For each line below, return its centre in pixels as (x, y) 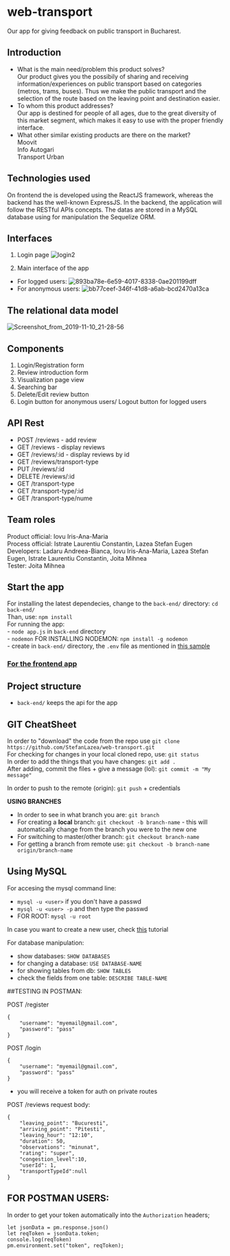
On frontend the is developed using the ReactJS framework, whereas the (111, 195)
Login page (33, 255)
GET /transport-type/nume (55, 498)
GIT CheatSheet (42, 725)
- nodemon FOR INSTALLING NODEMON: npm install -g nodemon (97, 639)
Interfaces (30, 238)
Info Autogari (35, 149)
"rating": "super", (47, 1153)
